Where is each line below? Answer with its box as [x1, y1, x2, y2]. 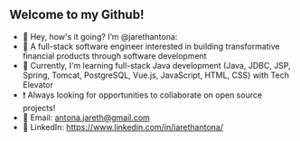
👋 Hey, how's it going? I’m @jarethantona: [22, 31, 178, 42]
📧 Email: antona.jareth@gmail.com [22, 112, 151, 123]
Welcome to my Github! [9, 7, 145, 23]
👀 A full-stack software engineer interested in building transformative [22, 41, 280, 52]
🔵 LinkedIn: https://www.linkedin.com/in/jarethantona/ [22, 121, 224, 132]
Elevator [22, 79, 54, 89]
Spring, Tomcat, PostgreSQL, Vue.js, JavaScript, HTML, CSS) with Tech [22, 70, 289, 80]
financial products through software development [22, 50, 207, 61]
